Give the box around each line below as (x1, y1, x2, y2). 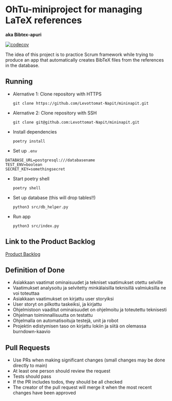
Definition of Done (5, 265, 65, 274)
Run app (12, 213, 31, 219)
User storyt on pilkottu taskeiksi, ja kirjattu (12, 301, 102, 308)
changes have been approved (12, 390, 76, 396)
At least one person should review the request (12, 368, 110, 374)
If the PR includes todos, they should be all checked (12, 379, 123, 385)
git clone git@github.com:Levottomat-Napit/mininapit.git (12, 120, 140, 125)
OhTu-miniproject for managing (5, 4, 143, 15)
